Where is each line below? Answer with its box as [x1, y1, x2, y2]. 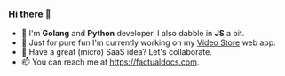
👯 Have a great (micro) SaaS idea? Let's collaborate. [20, 47, 212, 57]
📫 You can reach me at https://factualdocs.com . [20, 57, 200, 67]
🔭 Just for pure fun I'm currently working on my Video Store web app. [20, 37, 276, 48]
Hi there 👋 [8, 8, 52, 20]
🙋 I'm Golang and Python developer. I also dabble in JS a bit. [20, 28, 245, 39]
